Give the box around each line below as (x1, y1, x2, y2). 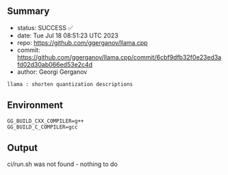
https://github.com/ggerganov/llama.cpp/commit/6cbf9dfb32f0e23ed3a (16, 53, 222, 61)
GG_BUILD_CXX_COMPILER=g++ (7, 118, 84, 124)
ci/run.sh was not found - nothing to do (7, 160, 118, 168)
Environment (7, 99, 64, 111)
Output (7, 142, 38, 154)
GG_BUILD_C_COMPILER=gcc (7, 123, 78, 131)
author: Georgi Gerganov (16, 68, 88, 76)
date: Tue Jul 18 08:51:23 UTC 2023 (16, 31, 118, 40)
